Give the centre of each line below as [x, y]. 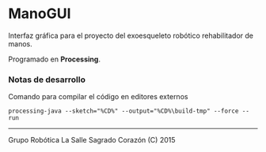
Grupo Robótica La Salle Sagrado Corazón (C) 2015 [92, 140]
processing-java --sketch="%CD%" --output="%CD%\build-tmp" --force [123, 111]
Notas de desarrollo [47, 80]
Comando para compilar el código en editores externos [98, 97]
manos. [21, 43]
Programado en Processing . [55, 59]
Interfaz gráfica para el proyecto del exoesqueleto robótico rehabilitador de [131, 35]
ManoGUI [40, 14]
